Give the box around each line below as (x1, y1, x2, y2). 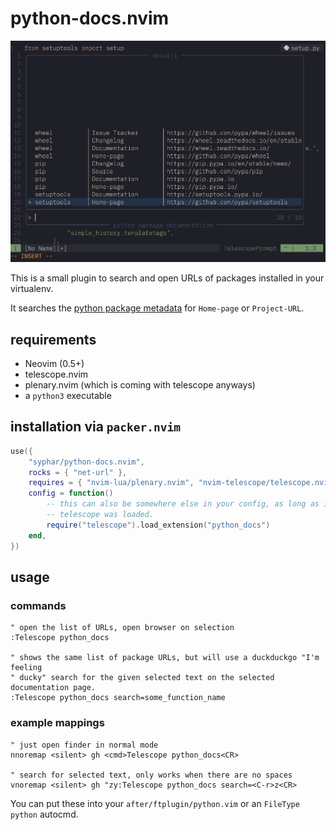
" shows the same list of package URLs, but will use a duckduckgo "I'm (10, 653, 320, 663)
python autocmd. (10, 808, 79, 820)
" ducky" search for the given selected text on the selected (10, 673, 275, 683)
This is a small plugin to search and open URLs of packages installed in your (10, 272, 325, 284)
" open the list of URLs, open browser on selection (10, 623, 235, 633)
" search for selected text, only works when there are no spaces (10, 770, 293, 780)
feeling (10, 663, 43, 673)
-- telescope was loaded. (46, 510, 155, 520)
